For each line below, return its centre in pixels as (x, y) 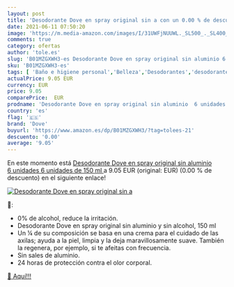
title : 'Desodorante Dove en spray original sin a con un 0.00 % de (109, 20)
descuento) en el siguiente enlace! (57, 178)
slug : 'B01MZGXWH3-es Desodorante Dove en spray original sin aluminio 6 (117, 59)
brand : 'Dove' (28, 124)
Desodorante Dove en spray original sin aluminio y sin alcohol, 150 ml (117, 226)
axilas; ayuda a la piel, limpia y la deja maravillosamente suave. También (120, 240)
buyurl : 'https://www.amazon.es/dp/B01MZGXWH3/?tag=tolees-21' (101, 130)
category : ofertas (34, 46)
